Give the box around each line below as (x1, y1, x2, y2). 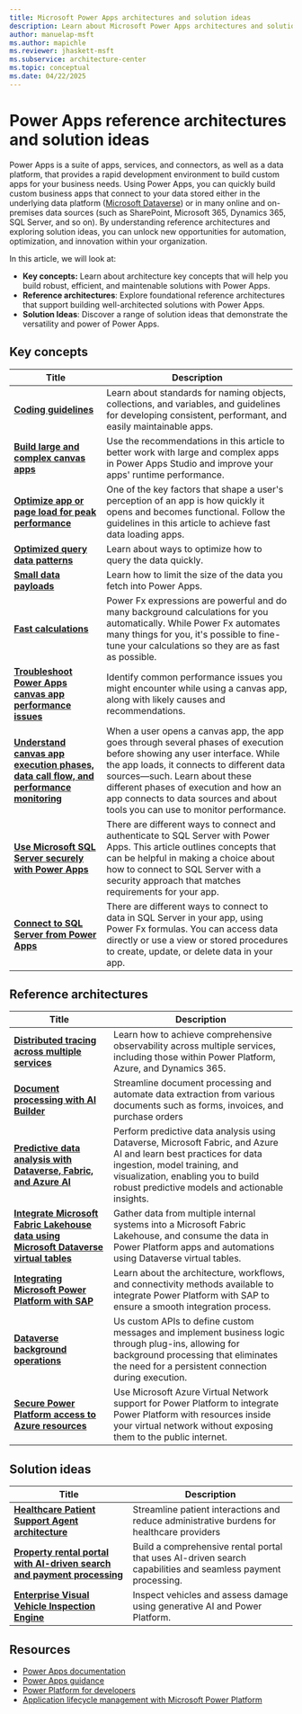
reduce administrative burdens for (132, 1514, 277, 1527)
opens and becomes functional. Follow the (106, 505, 286, 518)
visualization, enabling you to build (113, 1170, 260, 1183)
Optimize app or (13, 494, 84, 506)
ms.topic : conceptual (9, 64, 91, 73)
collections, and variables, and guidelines (106, 397, 281, 410)
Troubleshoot (13, 665, 74, 677)
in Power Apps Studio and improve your (106, 457, 274, 469)
